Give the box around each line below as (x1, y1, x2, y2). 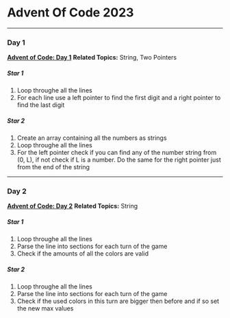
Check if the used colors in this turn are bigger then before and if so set (16, 297, 220, 306)
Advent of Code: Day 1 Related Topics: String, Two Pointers (7, 53, 177, 62)
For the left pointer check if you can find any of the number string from (16, 149, 217, 157)
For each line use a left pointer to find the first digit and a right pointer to (16, 94, 221, 102)
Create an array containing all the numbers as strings (16, 134, 167, 142)
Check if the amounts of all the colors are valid (16, 249, 149, 258)
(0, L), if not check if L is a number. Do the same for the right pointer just (16, 156, 221, 164)
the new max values (16, 304, 74, 313)
